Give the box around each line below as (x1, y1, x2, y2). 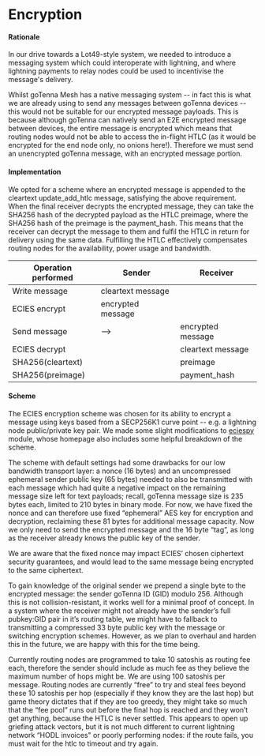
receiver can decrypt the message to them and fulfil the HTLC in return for (8, 227, 250, 236)
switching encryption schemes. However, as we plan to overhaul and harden (8, 630, 256, 641)
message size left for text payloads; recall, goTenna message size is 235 (8, 491, 244, 501)
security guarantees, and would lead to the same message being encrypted (8, 557, 254, 566)
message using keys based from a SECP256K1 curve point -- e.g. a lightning (8, 417, 257, 427)
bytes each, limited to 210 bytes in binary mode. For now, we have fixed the (8, 499, 253, 509)
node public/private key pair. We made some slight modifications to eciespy (8, 425, 255, 435)
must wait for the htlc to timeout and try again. (8, 739, 159, 748)
